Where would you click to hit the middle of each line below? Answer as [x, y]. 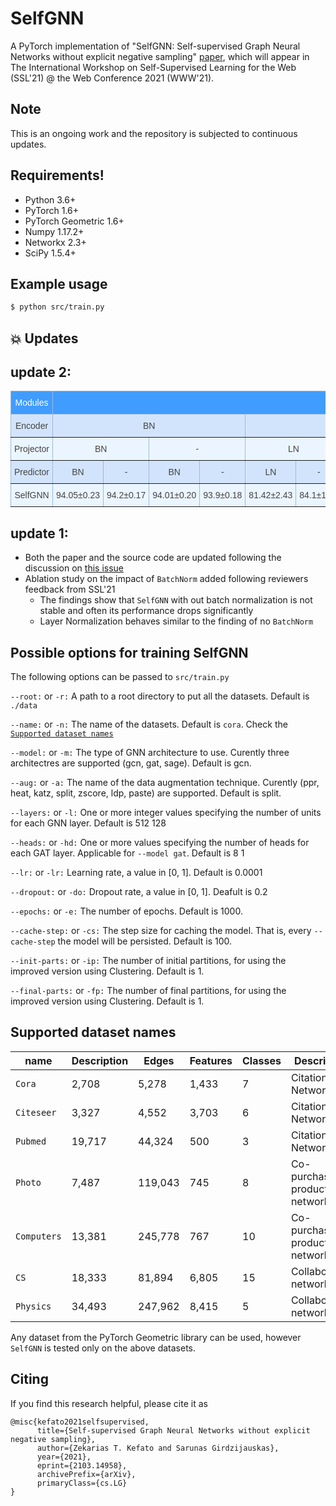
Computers [38, 1236]
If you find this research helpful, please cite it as [109, 1403]
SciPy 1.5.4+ [50, 253]
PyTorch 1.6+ [52, 210]
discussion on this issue [74, 568]
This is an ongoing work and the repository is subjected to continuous [154, 133]
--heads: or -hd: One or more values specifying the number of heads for [160, 843]
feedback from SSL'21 [70, 589]
